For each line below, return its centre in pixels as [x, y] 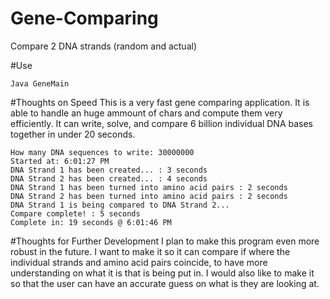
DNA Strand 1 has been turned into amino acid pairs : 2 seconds [149, 187]
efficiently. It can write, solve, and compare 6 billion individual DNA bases [161, 123]
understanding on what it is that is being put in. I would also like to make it [162, 273]
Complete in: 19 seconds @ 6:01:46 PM [91, 222]
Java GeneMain [40, 83]
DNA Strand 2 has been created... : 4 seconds [109, 178]
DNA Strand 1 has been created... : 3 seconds [109, 170]
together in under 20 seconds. [73, 134]
